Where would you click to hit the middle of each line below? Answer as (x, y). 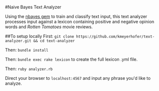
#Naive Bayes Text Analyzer (33, 7)
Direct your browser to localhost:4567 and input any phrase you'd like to (78, 78)
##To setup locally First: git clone (40, 36)
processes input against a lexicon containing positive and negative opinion (80, 22)
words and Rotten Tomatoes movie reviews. (49, 27)
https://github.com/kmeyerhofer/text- (115, 36)
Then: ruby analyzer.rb (29, 69)
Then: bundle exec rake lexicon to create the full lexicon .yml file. (71, 59)
